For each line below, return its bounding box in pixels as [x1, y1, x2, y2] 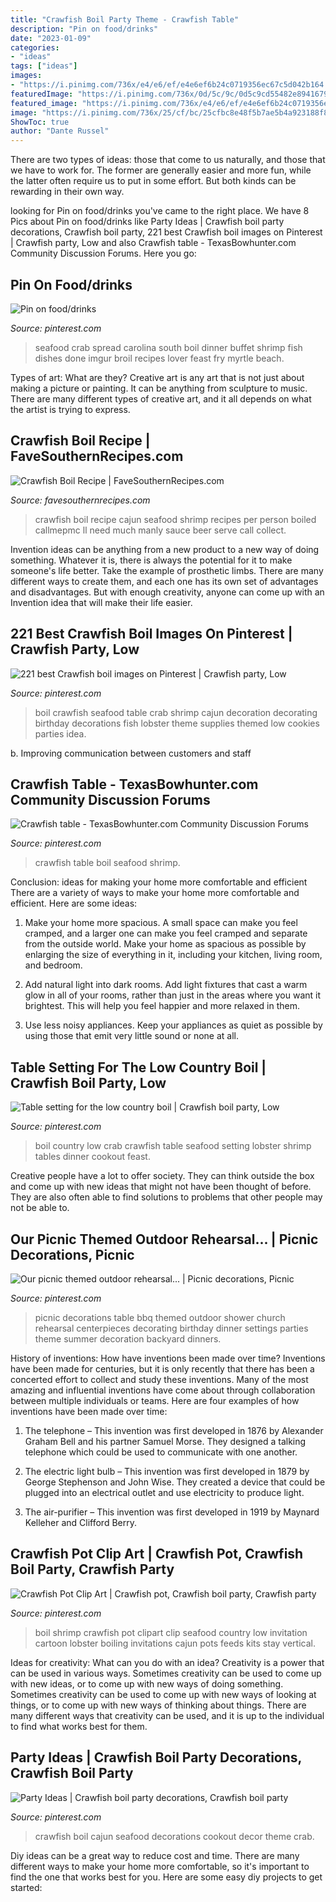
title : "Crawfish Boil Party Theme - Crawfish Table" [10, 14, 240, 25]
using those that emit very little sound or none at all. [24, 1030, 239, 1042]
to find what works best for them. [10, 1720, 148, 1732]
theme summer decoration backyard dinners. [34, 1333, 222, 1345]
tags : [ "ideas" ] [10, 61, 78, 71]
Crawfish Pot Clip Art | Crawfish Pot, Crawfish [10, 1546, 304, 1563]
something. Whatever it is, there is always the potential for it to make [10, 554, 293, 566]
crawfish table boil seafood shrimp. [34, 857, 181, 869]
